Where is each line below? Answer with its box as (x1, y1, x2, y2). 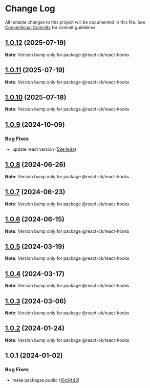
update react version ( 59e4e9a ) (12, 146, 77, 152)
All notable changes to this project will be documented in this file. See (5, 19, 146, 25)
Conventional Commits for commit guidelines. (5, 24, 97, 30)
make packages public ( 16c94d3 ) (12, 377, 80, 383)
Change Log (5, 3, 55, 14)
